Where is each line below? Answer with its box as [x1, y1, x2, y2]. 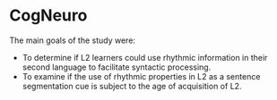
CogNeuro [9, 5, 88, 26]
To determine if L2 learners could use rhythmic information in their [22, 52, 268, 62]
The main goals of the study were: [9, 35, 136, 46]
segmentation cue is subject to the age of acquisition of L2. [22, 80, 242, 91]
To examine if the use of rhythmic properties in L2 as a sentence [22, 71, 261, 81]
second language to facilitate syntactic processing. [22, 62, 212, 72]
